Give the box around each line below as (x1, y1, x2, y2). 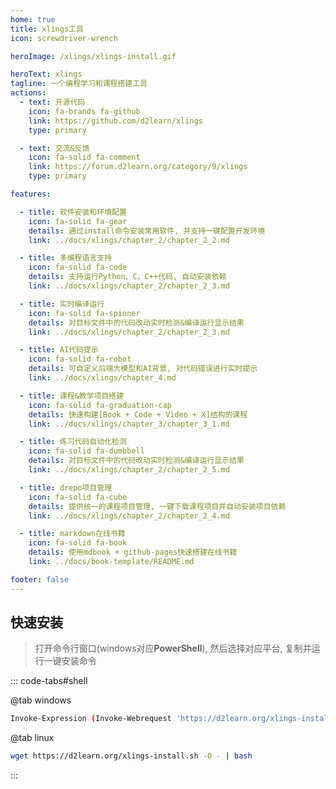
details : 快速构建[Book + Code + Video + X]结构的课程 (28, 409, 248, 420)
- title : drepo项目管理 (19, 482, 113, 493)
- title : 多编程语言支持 (19, 253, 113, 263)
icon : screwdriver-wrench (10, 33, 118, 43)
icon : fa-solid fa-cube (28, 492, 128, 502)
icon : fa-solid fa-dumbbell (28, 446, 145, 456)
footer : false (10, 574, 70, 585)
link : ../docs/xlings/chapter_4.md (28, 373, 177, 383)
